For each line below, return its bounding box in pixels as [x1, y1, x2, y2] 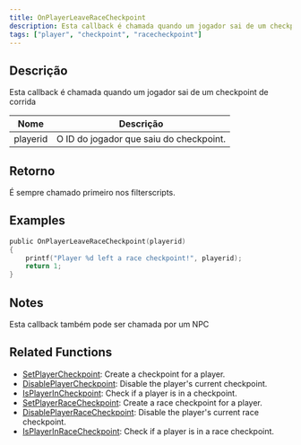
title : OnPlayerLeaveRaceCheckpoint [9, 13, 146, 22]
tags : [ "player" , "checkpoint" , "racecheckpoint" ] [9, 30, 202, 39]
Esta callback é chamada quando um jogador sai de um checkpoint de [9, 87, 269, 98]
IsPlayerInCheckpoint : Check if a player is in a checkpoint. [21, 388, 237, 398]
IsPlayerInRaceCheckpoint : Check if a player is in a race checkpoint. [21, 425, 275, 436]
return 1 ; [25, 262, 63, 271]
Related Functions [9, 345, 113, 360]
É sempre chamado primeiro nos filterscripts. [9, 188, 176, 197]
